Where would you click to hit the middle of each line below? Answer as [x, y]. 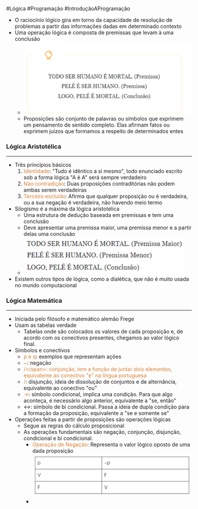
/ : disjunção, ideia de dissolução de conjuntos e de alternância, [100, 382]
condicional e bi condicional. [58, 438]
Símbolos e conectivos [42, 351]
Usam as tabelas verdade [45, 325]
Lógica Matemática [34, 300]
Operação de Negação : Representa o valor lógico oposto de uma [111, 445]
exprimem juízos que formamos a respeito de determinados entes [103, 131]
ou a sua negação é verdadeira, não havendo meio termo [93, 203]
